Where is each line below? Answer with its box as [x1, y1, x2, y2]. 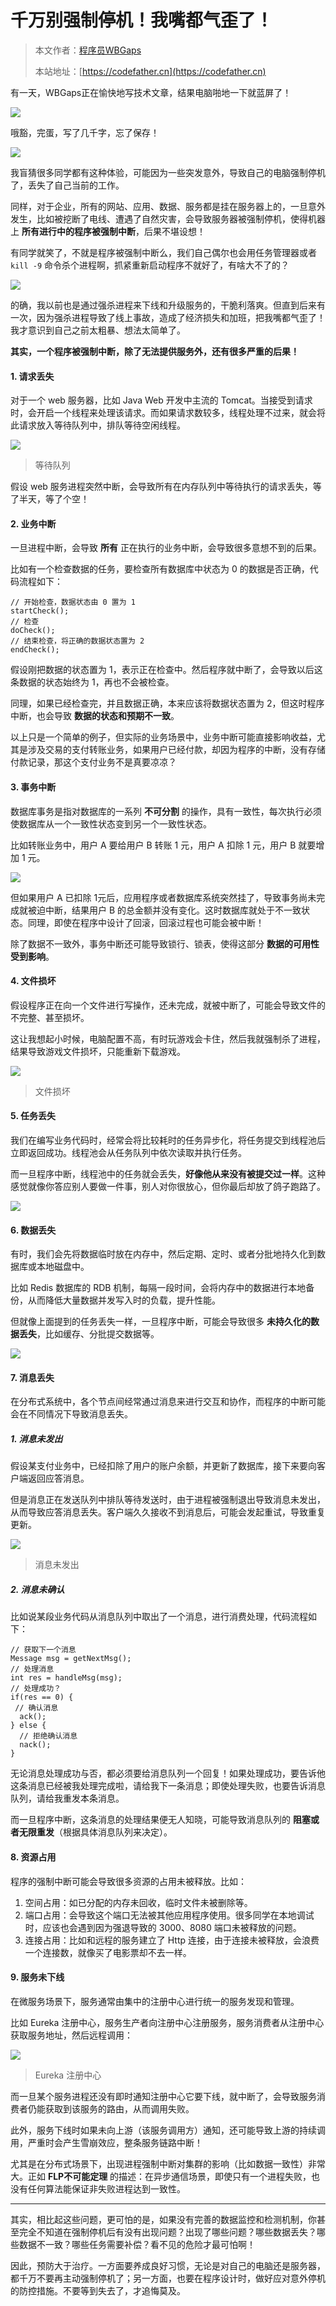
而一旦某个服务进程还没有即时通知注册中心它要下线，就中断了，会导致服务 [10, 2090, 317, 2102]
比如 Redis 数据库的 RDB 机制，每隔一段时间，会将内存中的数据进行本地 [10, 1282, 307, 1294]
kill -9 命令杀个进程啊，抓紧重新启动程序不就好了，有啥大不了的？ [10, 259, 290, 271]
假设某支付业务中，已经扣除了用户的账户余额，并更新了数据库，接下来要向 [10, 1460, 317, 1472]
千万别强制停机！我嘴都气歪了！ [10, 9, 274, 32]
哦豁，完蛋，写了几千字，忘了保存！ [10, 126, 160, 138]
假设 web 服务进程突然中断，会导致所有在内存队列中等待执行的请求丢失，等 [10, 481, 322, 493]
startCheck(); [10, 606, 70, 616]
